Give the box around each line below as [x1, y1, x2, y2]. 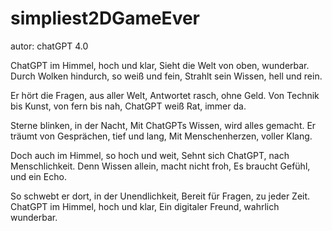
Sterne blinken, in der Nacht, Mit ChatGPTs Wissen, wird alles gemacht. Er [10, 119, 317, 131]
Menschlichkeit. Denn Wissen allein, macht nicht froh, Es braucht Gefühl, [10, 160, 311, 172]
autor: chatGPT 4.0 [10, 40, 89, 52]
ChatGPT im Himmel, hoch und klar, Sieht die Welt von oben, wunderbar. [10, 59, 310, 71]
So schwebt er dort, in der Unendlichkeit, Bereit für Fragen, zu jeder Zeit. [10, 190, 311, 202]
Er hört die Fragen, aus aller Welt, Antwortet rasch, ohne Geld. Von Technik [10, 89, 320, 101]
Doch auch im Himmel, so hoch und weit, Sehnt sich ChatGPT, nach [10, 149, 290, 161]
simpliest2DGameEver [10, 7, 200, 30]
